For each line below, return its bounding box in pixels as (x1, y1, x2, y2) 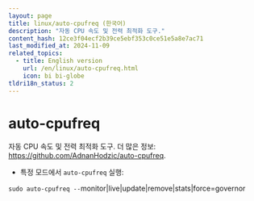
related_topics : (8, 49, 63, 57)
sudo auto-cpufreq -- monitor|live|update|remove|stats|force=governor (8, 183, 246, 194)
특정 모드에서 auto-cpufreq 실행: (19, 167, 124, 178)
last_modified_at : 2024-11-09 (8, 42, 110, 50)
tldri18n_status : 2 (8, 79, 74, 87)
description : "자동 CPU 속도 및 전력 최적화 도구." (8, 27, 165, 35)
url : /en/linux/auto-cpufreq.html (23, 65, 139, 73)
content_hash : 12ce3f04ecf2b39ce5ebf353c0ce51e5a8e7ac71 (8, 34, 204, 43)
